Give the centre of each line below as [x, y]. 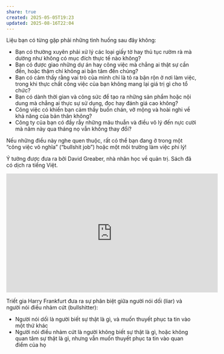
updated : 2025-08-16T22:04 [40, 23]
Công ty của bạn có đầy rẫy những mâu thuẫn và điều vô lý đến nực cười [105, 123]
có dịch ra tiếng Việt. [32, 165]
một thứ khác [31, 326]
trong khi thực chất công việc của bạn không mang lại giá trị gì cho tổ [101, 84]
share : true [21, 12]
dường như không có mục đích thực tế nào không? [78, 59]
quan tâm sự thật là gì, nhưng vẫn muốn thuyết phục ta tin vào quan [99, 338]
